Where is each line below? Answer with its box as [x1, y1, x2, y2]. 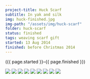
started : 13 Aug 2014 [5, 40, 51, 45]
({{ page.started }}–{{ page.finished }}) [5, 58, 85, 64]
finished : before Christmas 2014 [5, 45, 75, 50]
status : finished [5, 31, 42, 36]
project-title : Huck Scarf [5, 7, 62, 13]
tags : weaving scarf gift [5, 36, 59, 41]
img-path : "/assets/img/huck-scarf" [5, 21, 82, 27]
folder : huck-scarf [5, 26, 46, 31]
